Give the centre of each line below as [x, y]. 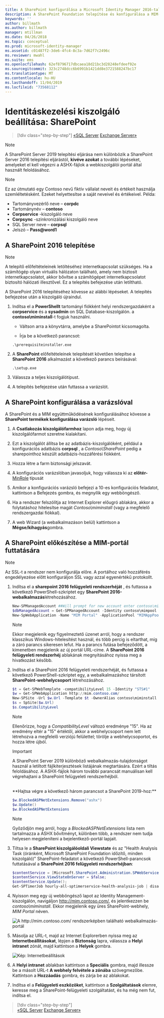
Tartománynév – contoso [37, 209]
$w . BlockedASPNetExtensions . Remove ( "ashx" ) [57, 800]
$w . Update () [24, 805]
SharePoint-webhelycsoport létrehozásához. [58, 680]
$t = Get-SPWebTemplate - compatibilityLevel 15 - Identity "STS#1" [81, 689]
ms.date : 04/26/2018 [26, 37]
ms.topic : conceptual [27, 42]
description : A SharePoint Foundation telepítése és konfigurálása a [77, 14]
